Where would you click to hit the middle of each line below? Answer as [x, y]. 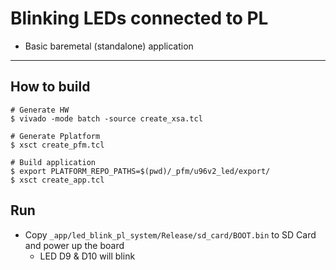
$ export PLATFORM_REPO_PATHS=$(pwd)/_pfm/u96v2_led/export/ [140, 171]
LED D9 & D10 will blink [87, 256]
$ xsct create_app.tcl [57, 180]
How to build [50, 87]
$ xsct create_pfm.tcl [57, 145]
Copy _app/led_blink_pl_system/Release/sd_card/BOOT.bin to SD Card [170, 234]
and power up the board [74, 245]
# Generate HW [40, 110]
